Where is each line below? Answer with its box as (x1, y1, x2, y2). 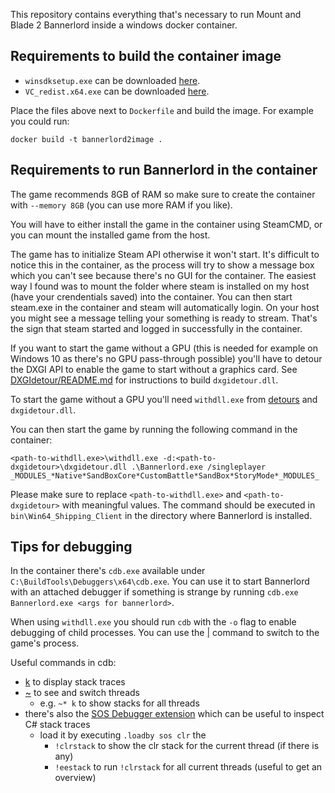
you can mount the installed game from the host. (10, 229, 211, 241)
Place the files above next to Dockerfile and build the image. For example (10, 104, 314, 116)
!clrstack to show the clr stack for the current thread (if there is (54, 740, 320, 752)
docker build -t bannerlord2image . (10, 134, 163, 144)
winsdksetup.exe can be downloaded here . (24, 74, 201, 86)
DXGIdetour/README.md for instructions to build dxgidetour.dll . (10, 374, 279, 386)
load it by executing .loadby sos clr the (39, 729, 207, 741)
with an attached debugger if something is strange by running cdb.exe (10, 586, 299, 598)
